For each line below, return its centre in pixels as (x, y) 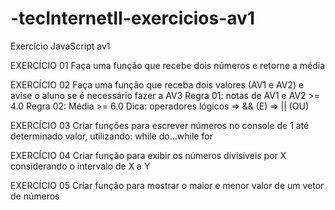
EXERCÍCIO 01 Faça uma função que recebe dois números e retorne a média (168, 65)
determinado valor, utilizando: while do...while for (111, 136)
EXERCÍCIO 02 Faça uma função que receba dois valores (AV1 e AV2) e (157, 84)
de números (35, 196)
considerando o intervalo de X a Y (80, 166)
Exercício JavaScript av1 (60, 46)
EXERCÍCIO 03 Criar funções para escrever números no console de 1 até (160, 125)
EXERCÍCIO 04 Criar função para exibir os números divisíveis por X (148, 155)
